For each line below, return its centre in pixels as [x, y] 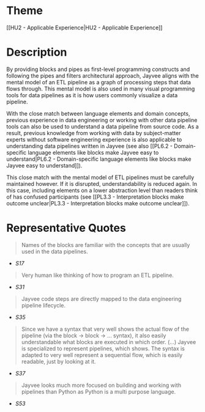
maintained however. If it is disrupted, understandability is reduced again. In [102, 183]
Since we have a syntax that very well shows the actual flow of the [105, 329]
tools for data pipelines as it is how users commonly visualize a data [92, 95]
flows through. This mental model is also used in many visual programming [101, 89]
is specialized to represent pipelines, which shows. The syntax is [103, 348]
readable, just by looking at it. [58, 361]
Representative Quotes [66, 228]
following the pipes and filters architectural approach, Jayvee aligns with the [102, 75]
